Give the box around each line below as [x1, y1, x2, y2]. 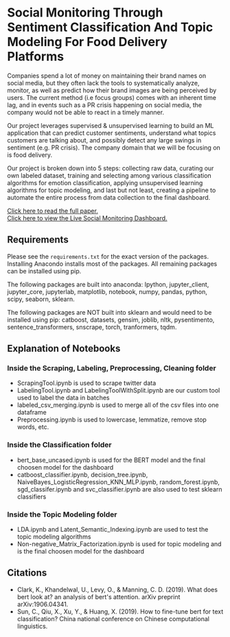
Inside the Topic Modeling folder [7, 510, 117, 519]
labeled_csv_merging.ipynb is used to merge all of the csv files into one [16, 401, 219, 409]
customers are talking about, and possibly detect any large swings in [7, 136, 202, 144]
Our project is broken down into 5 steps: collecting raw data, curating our [7, 164, 214, 172]
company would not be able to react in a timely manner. [7, 108, 165, 116]
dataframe [16, 408, 47, 417]
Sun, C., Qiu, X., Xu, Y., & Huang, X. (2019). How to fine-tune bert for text [16, 607, 224, 616]
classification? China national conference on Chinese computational [16, 614, 209, 623]
